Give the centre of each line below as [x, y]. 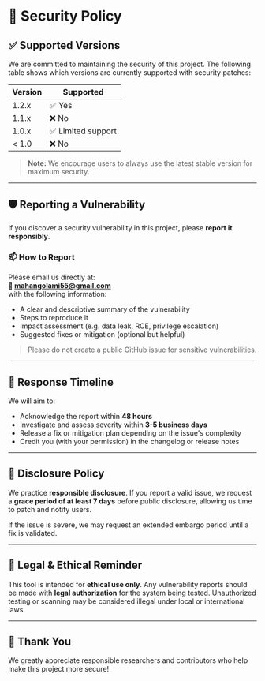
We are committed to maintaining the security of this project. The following [129, 64]
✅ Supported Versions [64, 45]
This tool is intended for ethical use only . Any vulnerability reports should [128, 584]
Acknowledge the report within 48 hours [86, 416]
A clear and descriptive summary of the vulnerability [105, 309]
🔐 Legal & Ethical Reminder [75, 565]
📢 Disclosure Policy [56, 474]
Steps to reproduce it [54, 318]
